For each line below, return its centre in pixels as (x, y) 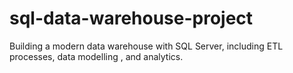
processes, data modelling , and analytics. (96, 56)
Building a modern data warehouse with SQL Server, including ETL (146, 46)
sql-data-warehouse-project (131, 18)
